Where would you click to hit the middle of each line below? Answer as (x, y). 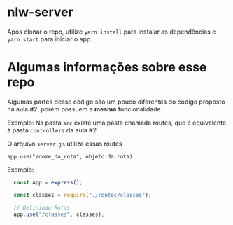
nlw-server (40, 12)
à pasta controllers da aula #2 (52, 130)
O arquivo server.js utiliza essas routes (65, 144)
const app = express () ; (48, 182)
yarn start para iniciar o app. (50, 39)
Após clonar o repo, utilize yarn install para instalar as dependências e (112, 32)
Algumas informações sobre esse (107, 68)
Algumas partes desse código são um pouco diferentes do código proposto (116, 102)
